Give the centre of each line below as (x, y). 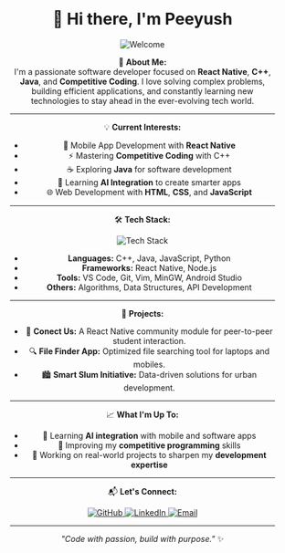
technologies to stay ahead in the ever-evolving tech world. (142, 100)
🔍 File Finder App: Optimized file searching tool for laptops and (149, 351)
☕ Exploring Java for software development (149, 169)
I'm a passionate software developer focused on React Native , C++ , (142, 71)
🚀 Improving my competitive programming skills (149, 445)
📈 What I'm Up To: (142, 414)
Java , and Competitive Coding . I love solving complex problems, (142, 81)
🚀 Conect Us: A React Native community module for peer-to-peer (149, 331)
